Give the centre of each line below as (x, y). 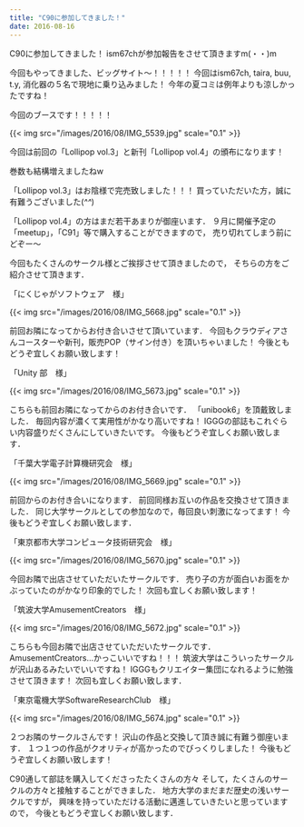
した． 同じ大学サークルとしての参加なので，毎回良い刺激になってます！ (145, 511)
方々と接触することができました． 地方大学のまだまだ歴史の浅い (153, 790)
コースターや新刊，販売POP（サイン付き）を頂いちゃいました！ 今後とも (153, 342)
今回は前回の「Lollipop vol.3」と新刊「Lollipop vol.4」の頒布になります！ (147, 152)
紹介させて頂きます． (49, 274)
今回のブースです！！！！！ (61, 115)
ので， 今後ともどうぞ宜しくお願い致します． (94, 812)
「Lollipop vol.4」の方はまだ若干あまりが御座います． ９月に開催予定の (143, 221)
